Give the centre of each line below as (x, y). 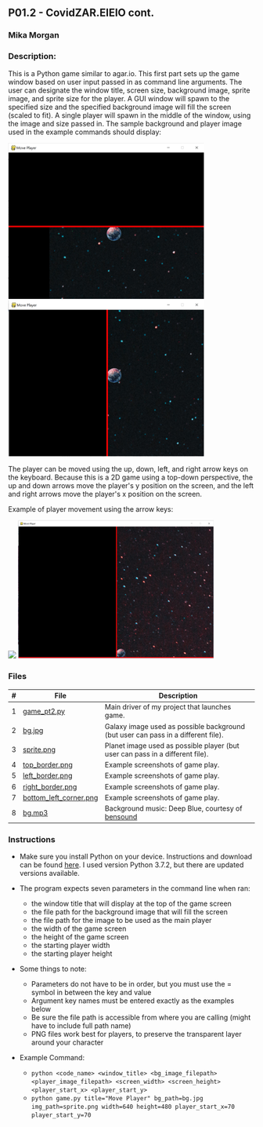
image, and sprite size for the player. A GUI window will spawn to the (119, 98)
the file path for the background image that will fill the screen (130, 912)
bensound (121, 817)
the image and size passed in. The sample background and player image (125, 123)
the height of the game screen (80, 936)
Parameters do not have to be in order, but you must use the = (131, 983)
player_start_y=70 (61, 1115)
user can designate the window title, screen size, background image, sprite (129, 90)
